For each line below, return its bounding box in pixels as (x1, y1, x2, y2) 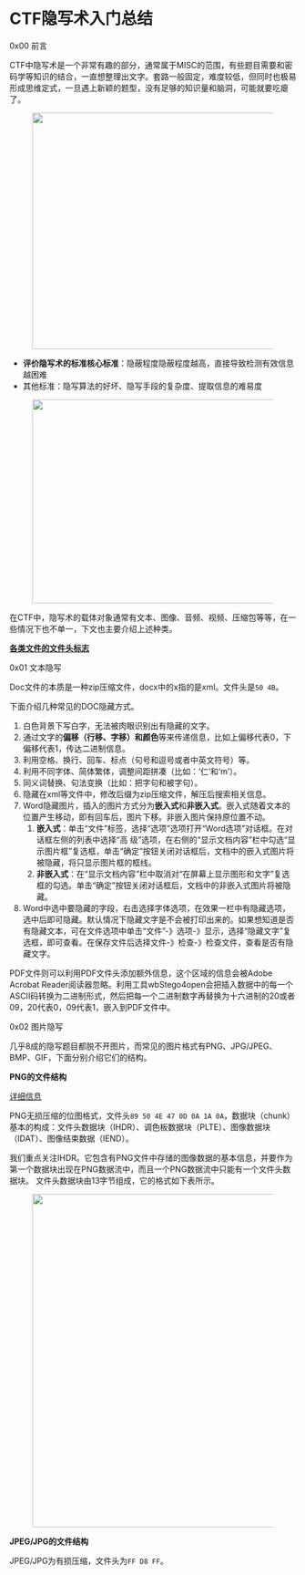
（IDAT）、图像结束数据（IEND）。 (9, 1133, 134, 1144)
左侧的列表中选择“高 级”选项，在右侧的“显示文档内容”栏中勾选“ (52, 834, 289, 844)
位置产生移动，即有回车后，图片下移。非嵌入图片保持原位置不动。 (22, 811, 270, 822)
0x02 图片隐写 (9, 1021, 64, 1031)
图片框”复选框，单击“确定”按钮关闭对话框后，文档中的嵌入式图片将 (44, 845, 295, 856)
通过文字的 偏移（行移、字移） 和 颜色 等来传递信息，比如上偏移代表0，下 (22, 731, 291, 742)
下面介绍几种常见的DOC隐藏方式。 (9, 700, 139, 711)
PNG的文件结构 (9, 1071, 67, 1082)
